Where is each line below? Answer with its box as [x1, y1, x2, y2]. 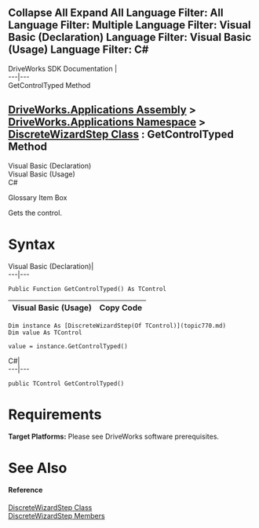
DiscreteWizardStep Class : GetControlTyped [8, 128, 234, 141]
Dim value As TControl [8, 329, 82, 337]
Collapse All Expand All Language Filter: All [8, 6, 224, 20]
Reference [8, 486, 43, 495]
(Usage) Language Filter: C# [8, 43, 149, 56]
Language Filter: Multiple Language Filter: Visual [8, 19, 251, 32]
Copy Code [99, 302, 143, 313]
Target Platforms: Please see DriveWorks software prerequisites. [8, 432, 220, 441]
